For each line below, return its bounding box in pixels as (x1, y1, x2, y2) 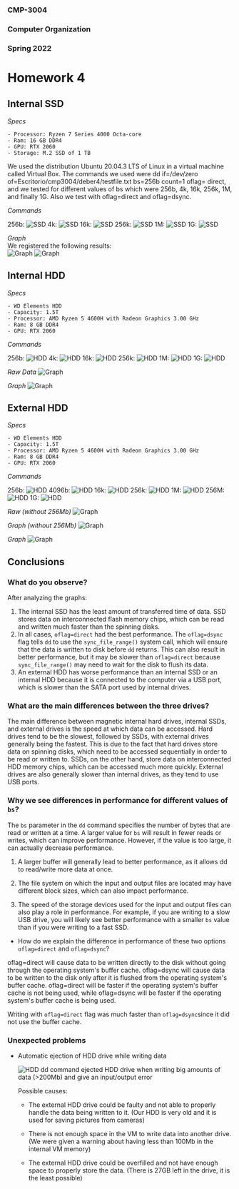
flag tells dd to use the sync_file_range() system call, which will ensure (17, 637, 228, 647)
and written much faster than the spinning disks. (17, 622, 161, 631)
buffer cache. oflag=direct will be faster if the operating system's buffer (7, 981, 218, 989)
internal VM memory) (28, 1144, 91, 1153)
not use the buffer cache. (7, 1017, 82, 1026)
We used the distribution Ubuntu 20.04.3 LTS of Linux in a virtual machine (7, 162, 225, 171)
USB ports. (7, 778, 39, 786)
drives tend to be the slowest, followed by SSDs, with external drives (7, 732, 209, 741)
